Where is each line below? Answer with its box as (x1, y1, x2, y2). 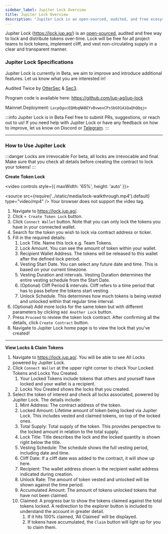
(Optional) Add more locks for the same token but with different (12, 303, 143, 309)
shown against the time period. (19, 481, 84, 487)
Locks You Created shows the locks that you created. (19, 386, 130, 392)
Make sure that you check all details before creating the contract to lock (5, 158, 153, 164)
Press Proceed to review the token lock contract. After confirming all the (12, 314, 160, 320)
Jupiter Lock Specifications (5, 58, 73, 65)
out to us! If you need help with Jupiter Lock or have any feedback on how (5, 119, 158, 125)
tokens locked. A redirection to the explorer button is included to (19, 503, 152, 509)
